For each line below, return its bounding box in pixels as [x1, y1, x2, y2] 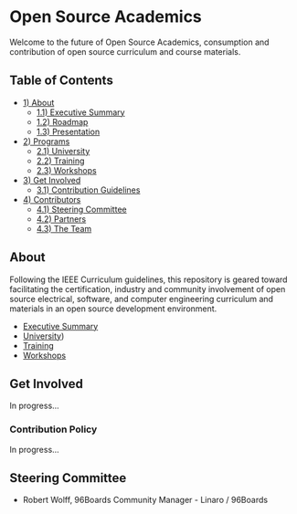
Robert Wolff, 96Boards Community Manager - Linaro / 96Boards [22, 495, 268, 506]
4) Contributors [22, 194, 81, 205]
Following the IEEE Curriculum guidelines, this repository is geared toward [9, 274, 288, 285]
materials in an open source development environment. [9, 303, 217, 314]
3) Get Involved [22, 174, 81, 185]
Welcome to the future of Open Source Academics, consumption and [9, 37, 270, 47]
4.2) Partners [36, 213, 87, 225]
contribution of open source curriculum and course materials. [9, 46, 241, 57]
